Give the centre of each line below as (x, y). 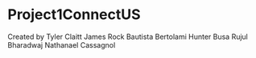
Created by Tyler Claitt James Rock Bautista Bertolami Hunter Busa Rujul (128, 37)
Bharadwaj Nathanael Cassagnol (62, 44)
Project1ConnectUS (74, 15)
